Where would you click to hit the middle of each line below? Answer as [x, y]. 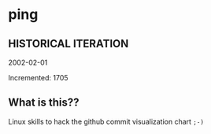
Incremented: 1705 [38, 78]
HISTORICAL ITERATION [68, 44]
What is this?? [44, 103]
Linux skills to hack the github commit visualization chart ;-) [106, 121]
